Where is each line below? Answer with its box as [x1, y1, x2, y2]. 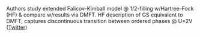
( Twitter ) [6, 24, 28, 31]
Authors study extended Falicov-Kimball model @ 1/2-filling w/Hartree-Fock [6, 5, 194, 12]
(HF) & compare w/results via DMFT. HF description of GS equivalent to [6, 11, 183, 18]
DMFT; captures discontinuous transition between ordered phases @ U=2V [6, 18, 193, 24]
